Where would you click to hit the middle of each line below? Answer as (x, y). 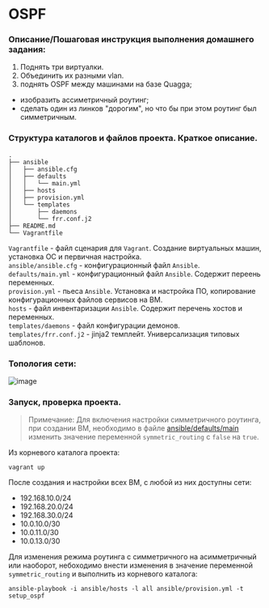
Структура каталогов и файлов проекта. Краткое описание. (133, 138)
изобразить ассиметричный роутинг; (84, 100)
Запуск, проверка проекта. (65, 402)
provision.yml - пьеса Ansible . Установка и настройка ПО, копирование (132, 291)
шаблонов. (27, 342)
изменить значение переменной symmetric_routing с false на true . (144, 437)
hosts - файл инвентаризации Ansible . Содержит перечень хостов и (126, 308)
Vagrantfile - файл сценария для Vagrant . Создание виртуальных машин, (135, 248)
